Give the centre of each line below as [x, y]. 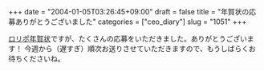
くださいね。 [43, 59]
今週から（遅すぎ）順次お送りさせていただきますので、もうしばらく [136, 49]
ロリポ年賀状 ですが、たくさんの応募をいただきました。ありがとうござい [128, 39]
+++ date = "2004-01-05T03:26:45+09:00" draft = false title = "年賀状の [129, 12]
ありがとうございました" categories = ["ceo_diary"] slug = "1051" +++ [131, 22]
